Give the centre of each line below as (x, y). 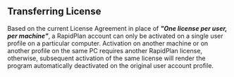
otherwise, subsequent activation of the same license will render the (106, 58)
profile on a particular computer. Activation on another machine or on (108, 43)
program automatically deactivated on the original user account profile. (110, 65)
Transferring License (54, 12)
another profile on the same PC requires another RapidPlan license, (105, 50)
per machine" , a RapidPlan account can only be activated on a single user (115, 36)
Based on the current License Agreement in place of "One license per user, (117, 28)
